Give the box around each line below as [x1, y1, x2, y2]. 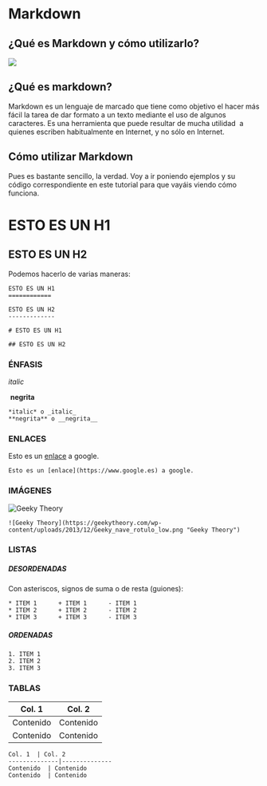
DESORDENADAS [8, 564, 67, 574]
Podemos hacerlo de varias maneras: [8, 269, 131, 278]
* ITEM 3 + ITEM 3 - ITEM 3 [8, 614, 137, 622]
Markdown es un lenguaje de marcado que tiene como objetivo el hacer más [8, 101, 260, 111]
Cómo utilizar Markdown [8, 150, 134, 164]
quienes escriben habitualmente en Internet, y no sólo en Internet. [8, 127, 225, 136]
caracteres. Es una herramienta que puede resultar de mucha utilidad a [8, 118, 244, 128]
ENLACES [8, 432, 46, 444]
